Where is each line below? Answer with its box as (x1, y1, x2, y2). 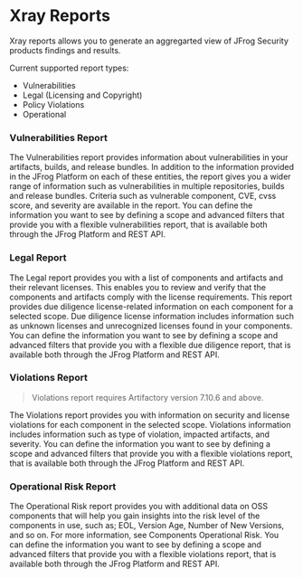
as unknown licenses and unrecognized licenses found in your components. (9, 320, 293, 331)
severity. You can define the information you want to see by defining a (9, 438, 271, 449)
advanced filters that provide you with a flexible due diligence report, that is (9, 339, 291, 350)
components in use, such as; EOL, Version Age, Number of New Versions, (9, 520, 285, 531)
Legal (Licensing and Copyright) (22, 90, 143, 100)
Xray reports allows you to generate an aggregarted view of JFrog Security (9, 35, 289, 46)
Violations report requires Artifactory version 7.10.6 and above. (31, 392, 264, 403)
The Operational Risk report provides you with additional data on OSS (9, 501, 269, 512)
